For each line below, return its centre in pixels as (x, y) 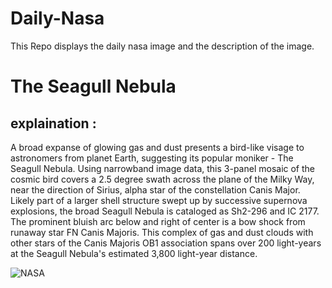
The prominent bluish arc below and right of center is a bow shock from (158, 221)
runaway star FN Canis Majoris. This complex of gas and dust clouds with (162, 232)
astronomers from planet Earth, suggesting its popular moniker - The (152, 158)
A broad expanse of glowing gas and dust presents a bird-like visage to (157, 147)
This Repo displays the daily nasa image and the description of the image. (162, 46)
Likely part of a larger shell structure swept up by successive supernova (159, 200)
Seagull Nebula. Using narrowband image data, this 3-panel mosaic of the (162, 168)
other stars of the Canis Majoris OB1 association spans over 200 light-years (166, 243)
